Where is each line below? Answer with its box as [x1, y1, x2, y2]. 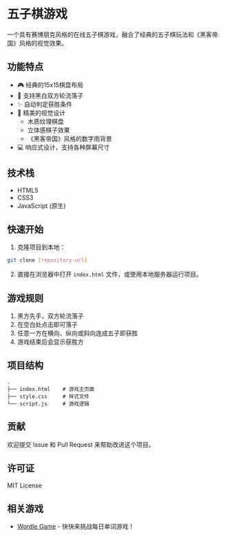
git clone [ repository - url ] [7, 257, 88, 264]
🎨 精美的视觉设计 [17, 108, 65, 117]
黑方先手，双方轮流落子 [17, 312, 84, 320]
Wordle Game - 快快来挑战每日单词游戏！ [17, 523, 135, 531]
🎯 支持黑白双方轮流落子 [17, 91, 84, 100]
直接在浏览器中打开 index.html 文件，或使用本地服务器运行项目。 [17, 270, 203, 279]
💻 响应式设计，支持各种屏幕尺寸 [17, 143, 110, 151]
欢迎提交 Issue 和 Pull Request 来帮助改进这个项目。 [7, 440, 155, 448]
